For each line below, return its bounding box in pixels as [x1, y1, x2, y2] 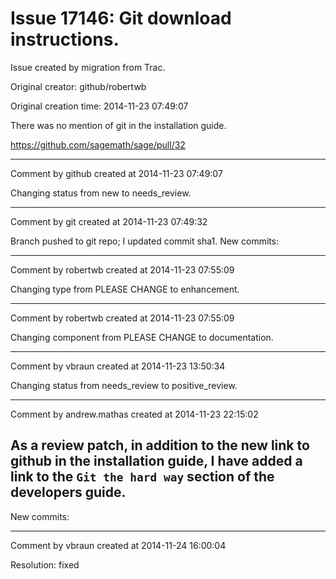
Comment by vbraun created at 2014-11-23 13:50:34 [10, 360, 226, 372]
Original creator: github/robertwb [10, 80, 147, 92]
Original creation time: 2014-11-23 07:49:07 [10, 100, 189, 112]
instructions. [10, 28, 120, 51]
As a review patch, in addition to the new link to [10, 437, 310, 454]
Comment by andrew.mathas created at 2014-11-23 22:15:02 [10, 408, 259, 420]
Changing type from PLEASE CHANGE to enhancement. [10, 283, 240, 295]
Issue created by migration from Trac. [10, 61, 166, 73]
